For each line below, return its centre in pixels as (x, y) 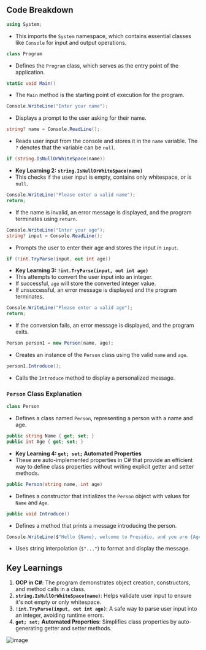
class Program (25, 54)
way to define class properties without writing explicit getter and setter (105, 466)
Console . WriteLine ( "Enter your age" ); (56, 230)
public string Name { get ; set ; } (51, 436)
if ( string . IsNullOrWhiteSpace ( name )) (56, 159)
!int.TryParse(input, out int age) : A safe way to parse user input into (106, 609)
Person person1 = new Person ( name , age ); (60, 343)
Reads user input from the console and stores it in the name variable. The (106, 141)
